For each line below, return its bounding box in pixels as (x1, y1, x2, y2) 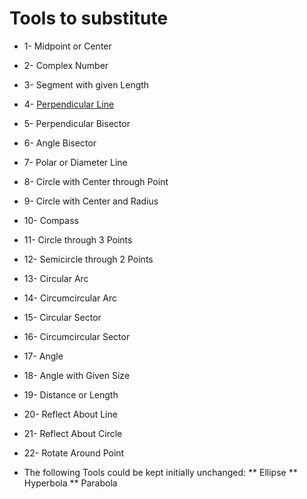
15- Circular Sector (23, 311, 102, 323)
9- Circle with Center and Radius (23, 195, 159, 207)
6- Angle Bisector (23, 137, 97, 149)
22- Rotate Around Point (23, 447, 125, 459)
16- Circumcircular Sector (23, 330, 131, 342)
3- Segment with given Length (23, 78, 150, 91)
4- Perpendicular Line (23, 98, 115, 110)
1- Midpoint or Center (23, 40, 112, 52)
